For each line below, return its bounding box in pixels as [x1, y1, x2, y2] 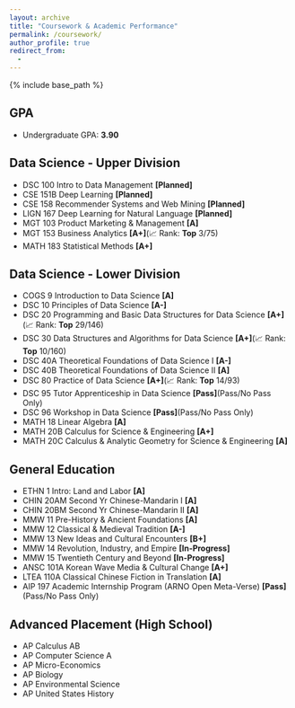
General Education [9, 462, 116, 477]
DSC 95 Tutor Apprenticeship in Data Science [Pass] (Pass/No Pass [22, 388, 272, 399]
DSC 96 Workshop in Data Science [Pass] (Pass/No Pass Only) [22, 407, 254, 418]
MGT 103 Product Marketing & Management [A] [22, 217, 199, 228]
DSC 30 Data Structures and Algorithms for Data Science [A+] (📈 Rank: [22, 333, 286, 344]
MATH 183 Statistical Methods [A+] [22, 240, 153, 252]
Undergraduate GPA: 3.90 [22, 129, 119, 140]
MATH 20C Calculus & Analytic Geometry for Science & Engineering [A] [22, 436, 289, 447]
